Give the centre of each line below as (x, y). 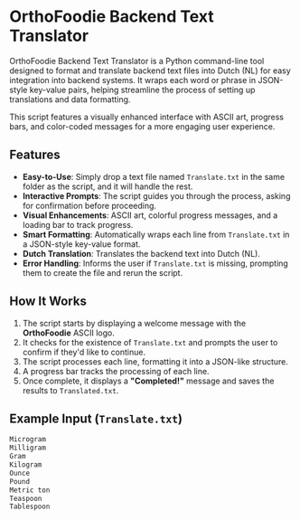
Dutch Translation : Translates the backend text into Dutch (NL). (141, 253)
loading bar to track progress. (78, 224)
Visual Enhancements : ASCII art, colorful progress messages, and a (150, 215)
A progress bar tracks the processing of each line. (116, 371)
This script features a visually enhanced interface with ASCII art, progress (147, 117)
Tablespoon (30, 507)
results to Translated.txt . (70, 390)
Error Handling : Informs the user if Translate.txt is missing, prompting (155, 263)
